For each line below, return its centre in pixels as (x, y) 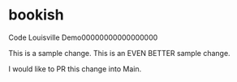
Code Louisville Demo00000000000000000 (83, 37)
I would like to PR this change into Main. (75, 69)
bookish (36, 15)
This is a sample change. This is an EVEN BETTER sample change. (119, 53)
